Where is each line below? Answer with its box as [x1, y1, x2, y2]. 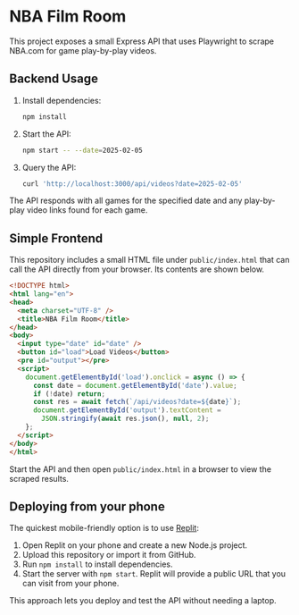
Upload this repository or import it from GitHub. [21, 550, 196, 560]
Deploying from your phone [9, 499, 165, 514]
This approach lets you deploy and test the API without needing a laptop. [9, 595, 277, 606]
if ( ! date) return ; [32, 389, 105, 399]
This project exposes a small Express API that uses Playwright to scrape [9, 36, 275, 46]
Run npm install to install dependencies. [21, 559, 173, 569]
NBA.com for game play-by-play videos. [9, 45, 157, 55]
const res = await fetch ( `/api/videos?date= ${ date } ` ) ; [32, 398, 242, 407]
